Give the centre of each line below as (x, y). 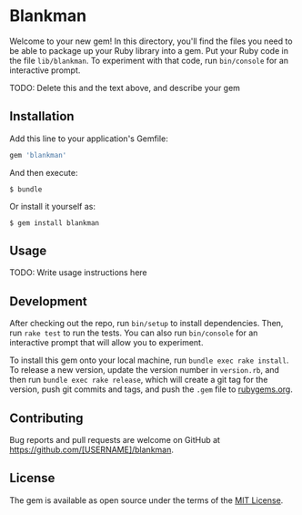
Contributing (46, 418)
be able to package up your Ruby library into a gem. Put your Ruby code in (149, 50)
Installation (42, 116)
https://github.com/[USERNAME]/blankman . (92, 450)
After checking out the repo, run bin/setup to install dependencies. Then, (146, 324)
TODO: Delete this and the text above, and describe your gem (125, 88)
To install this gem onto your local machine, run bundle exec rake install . (149, 360)
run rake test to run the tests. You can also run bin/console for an (134, 333)
